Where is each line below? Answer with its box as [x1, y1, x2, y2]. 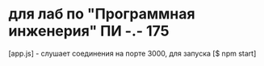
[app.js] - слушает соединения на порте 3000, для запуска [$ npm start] [8, 48, 257, 58]
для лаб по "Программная [8, 5, 195, 23]
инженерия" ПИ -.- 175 [8, 22, 170, 40]
